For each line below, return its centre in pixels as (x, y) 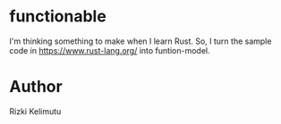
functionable (58, 17)
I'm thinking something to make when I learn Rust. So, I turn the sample (140, 41)
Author (36, 87)
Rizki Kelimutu (35, 111)
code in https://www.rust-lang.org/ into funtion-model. (110, 50)
